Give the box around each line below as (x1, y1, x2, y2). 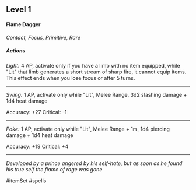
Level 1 (6, 5, 32, 15)
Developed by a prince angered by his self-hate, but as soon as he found (6, 160, 183, 167)
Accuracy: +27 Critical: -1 (6, 108, 67, 115)
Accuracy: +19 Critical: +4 (6, 143, 69, 150)
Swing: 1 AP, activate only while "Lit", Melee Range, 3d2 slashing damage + (6, 91, 187, 98)
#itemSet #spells (6, 177, 47, 184)
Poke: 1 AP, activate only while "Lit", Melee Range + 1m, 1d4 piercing (6, 125, 170, 132)
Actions (6, 47, 26, 54)
